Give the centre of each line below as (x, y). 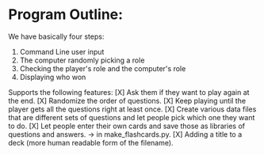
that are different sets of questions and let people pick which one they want (132, 117)
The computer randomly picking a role (82, 60)
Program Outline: (66, 15)
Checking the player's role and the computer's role (103, 68)
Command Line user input (62, 51)
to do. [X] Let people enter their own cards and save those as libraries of (127, 126)
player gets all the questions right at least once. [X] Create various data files (132, 109)
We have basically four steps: (56, 36)
